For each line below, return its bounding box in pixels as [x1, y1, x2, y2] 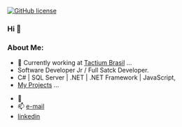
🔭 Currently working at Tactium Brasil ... [17, 59, 132, 67]
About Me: [7, 43, 44, 52]
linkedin [17, 112, 41, 121]
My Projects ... [17, 81, 59, 89]
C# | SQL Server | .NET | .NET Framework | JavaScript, [17, 73, 176, 82]
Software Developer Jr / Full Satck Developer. [17, 66, 149, 75]
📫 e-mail [17, 102, 45, 111]
